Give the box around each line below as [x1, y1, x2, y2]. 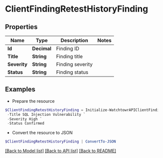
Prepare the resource [12, 98, 55, 104]
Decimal [32, 45, 52, 52]
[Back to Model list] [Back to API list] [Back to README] [5, 148, 116, 154]
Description [60, 37, 88, 44]
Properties [5, 23, 38, 31]
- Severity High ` [7, 116, 42, 122]
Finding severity [56, 61, 93, 67]
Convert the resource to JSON [12, 130, 73, 136]
